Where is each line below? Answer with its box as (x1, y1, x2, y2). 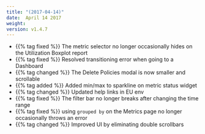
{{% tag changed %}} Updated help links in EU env (15, 88, 144, 95)
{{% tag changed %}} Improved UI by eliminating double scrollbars (15, 121, 184, 128)
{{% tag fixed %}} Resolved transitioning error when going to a (15, 56, 174, 63)
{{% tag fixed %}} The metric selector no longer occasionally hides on (15, 43, 193, 50)
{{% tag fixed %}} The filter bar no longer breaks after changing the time (15, 95, 199, 102)
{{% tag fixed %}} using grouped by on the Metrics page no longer (15, 108, 182, 115)
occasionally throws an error (15, 114, 88, 122)
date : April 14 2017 (6, 15, 62, 21)
